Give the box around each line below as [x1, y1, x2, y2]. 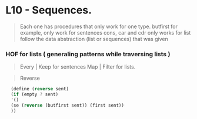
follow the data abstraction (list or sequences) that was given [19, 35, 168, 42]
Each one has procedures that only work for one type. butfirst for [19, 23, 178, 30]
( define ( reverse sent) [11, 86, 69, 92]
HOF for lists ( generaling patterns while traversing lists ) [5, 50, 171, 58]
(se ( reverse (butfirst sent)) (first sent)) [11, 102, 125, 108]
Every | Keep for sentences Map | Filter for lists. [19, 63, 136, 70]
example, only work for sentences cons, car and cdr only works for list [19, 29, 191, 36]
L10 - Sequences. [5, 4, 92, 17]
